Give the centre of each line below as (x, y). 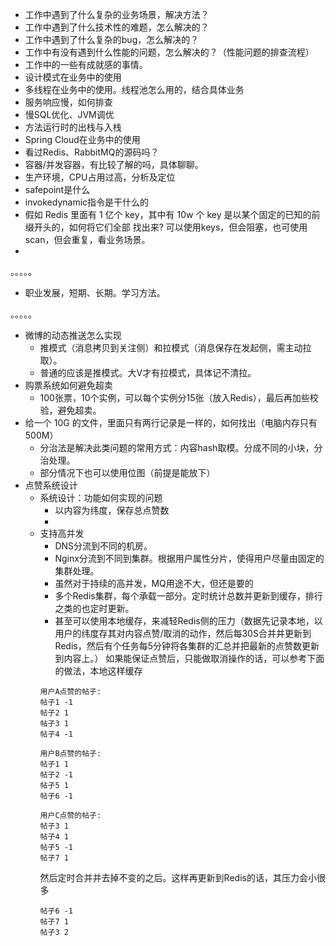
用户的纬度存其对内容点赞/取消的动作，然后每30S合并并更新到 (183, 633)
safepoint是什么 (57, 189)
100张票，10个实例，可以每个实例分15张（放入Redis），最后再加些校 (179, 397)
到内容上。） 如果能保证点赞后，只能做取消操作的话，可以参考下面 (189, 658)
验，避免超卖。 (70, 410)
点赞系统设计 (51, 485)
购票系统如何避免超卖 (68, 385)
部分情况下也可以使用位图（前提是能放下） (127, 472)
